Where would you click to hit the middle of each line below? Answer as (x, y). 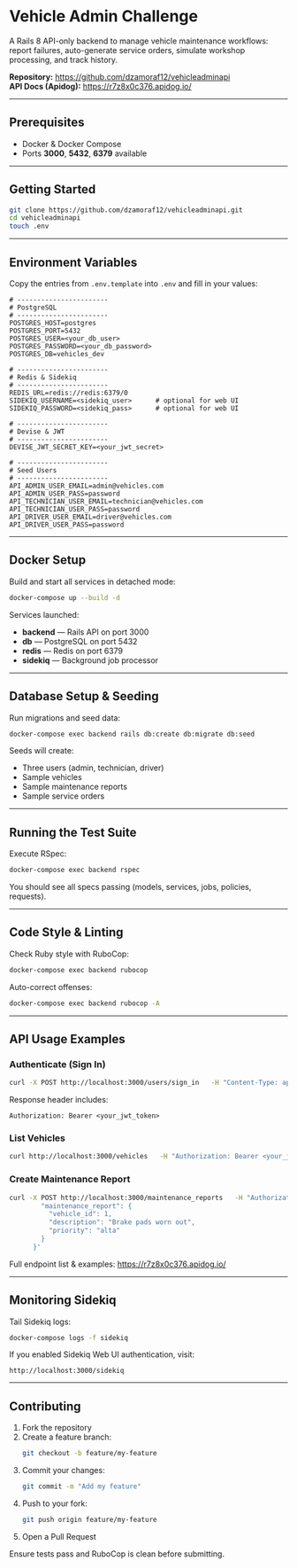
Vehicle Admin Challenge (104, 16)
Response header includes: (59, 1100)
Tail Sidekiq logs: (40, 1322)
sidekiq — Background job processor (90, 660)
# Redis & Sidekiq (43, 378)
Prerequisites (47, 123)
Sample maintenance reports (75, 787)
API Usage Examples (67, 1039)
